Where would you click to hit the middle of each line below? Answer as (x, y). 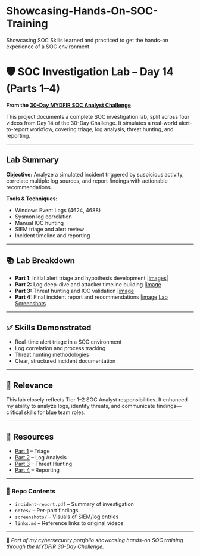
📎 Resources (30, 437)
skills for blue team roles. (55, 412)
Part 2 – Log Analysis (41, 457)
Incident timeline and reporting (52, 235)
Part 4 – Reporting (37, 470)
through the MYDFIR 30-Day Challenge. (55, 546)
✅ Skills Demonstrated (49, 327)
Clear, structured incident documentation (65, 361)
